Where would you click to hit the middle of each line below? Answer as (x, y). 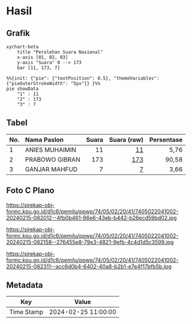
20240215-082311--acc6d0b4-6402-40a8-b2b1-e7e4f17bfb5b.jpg (89, 266)
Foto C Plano (30, 191)
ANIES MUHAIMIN (51, 150)
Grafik (18, 33)
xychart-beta (22, 47)
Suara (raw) (126, 140)
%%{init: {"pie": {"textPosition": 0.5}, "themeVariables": (83, 78)
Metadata (25, 285)
